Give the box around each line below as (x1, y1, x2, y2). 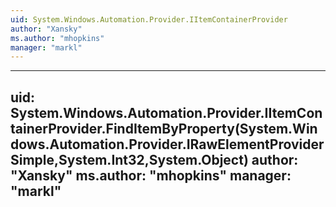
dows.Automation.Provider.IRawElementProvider (10, 136, 325, 153)
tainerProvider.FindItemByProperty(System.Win (10, 120, 318, 137)
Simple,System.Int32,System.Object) (10, 151, 249, 168)
